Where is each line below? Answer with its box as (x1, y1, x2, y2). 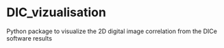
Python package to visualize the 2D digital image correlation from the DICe (6, 27, 217, 35)
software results (6, 34, 53, 42)
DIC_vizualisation (6, 5, 107, 20)
